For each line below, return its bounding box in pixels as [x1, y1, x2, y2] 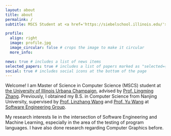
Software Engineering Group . [5, 104, 66, 110]
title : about [5, 12, 33, 17]
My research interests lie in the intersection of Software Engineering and [5, 114, 157, 120]
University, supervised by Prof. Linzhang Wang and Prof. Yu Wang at [5, 99, 149, 105]
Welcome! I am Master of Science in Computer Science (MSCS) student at [5, 83, 161, 89]
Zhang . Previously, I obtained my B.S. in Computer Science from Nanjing [5, 93, 157, 99]
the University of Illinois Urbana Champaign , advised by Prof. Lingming [5, 88, 154, 94]
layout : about [5, 7, 36, 13]
